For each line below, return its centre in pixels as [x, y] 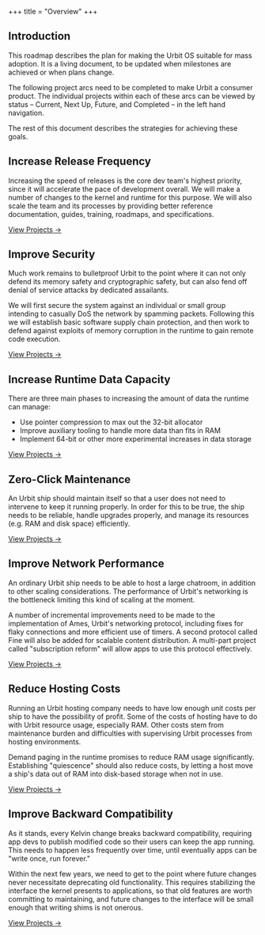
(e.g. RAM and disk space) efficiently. [69, 524]
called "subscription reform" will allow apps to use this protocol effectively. [131, 648]
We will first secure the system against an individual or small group [117, 306]
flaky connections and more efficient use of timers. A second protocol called [133, 632]
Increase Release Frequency [80, 162]
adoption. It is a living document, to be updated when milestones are [120, 63]
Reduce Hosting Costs [64, 689]
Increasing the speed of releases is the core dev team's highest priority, [125, 181]
